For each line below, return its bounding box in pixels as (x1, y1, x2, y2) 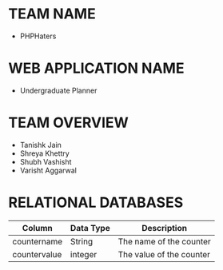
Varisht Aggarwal (19, 165, 78, 175)
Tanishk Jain (19, 140, 62, 149)
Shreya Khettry (19, 149, 70, 158)
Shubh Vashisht (19, 157, 72, 166)
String (70, 236, 94, 247)
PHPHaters (19, 31, 57, 41)
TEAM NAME (8, 5, 96, 23)
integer (70, 248, 98, 260)
